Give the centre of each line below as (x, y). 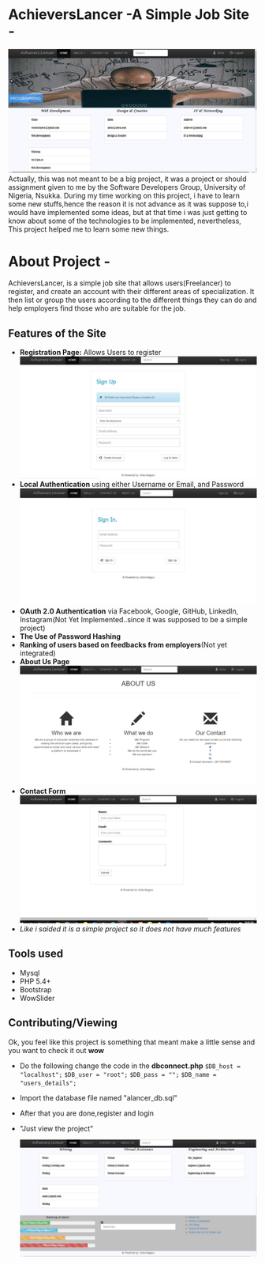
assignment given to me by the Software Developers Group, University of (127, 187)
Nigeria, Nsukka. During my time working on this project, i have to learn (124, 196)
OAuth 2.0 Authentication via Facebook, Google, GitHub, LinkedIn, (129, 611)
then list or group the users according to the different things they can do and (132, 300)
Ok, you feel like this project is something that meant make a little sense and (132, 1042)
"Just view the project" (56, 1128)
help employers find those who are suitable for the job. (97, 308)
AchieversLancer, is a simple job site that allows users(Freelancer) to (119, 283)
